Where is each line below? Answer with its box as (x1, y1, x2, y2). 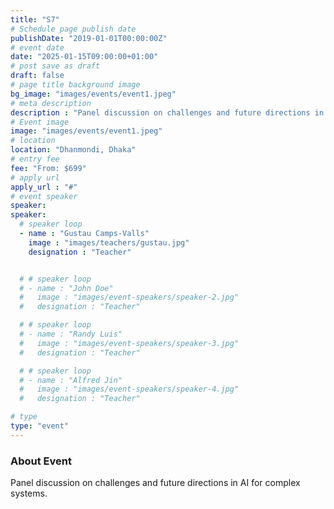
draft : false (10, 71, 65, 81)
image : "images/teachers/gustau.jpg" (28, 237, 190, 248)
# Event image (10, 117, 70, 127)
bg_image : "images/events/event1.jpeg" (10, 89, 177, 99)
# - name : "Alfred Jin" (19, 375, 123, 385)
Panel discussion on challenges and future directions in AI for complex (10, 477, 301, 489)
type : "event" (10, 421, 70, 431)
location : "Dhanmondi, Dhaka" (10, 145, 137, 155)
